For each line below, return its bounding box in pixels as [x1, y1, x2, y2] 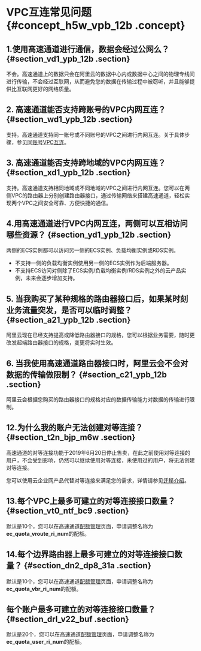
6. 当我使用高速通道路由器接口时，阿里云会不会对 [6, 358, 188, 368]
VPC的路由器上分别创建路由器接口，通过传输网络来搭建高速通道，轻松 [11, 191, 185, 199]
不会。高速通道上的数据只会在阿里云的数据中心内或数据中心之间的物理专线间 [6, 70, 195, 77]
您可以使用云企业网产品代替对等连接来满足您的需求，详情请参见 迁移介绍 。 [6, 476, 190, 484]
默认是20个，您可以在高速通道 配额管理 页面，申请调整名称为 [6, 631, 154, 638]
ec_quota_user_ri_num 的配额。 [6, 638, 85, 646]
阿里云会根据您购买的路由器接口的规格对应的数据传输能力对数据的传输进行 [6, 396, 190, 403]
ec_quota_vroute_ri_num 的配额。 [6, 530, 90, 537]
